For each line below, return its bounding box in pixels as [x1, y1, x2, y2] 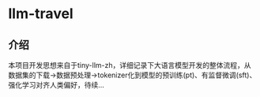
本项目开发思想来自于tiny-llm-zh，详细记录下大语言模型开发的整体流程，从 [8, 61, 251, 69]
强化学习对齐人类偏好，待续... [8, 80, 105, 89]
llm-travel [8, 5, 73, 23]
